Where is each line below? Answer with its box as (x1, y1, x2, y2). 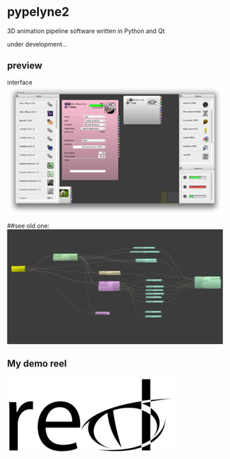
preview (7, 60, 42, 72)
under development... (7, 40, 68, 48)
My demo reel (7, 358, 67, 369)
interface (7, 78, 33, 86)
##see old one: (7, 222, 50, 230)
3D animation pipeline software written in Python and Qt (7, 27, 166, 35)
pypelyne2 (7, 4, 70, 20)
